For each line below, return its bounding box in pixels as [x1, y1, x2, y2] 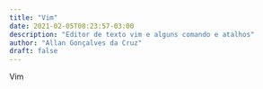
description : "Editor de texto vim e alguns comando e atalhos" [9, 30, 255, 39]
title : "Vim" [9, 13, 58, 22]
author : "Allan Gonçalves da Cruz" [9, 38, 143, 48]
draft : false [9, 47, 58, 56]
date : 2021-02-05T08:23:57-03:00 [9, 22, 135, 31]
